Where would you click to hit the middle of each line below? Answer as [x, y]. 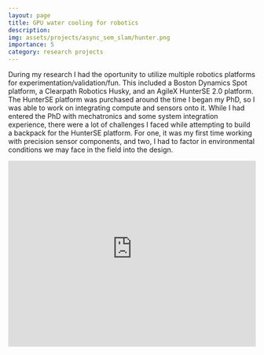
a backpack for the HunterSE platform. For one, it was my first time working [130, 133]
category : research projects [56, 52]
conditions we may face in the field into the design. [91, 150]
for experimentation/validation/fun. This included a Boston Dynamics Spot [128, 83]
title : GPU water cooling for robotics [73, 23]
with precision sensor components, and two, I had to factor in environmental [132, 141]
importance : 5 [31, 45]
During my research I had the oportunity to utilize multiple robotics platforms [132, 74]
